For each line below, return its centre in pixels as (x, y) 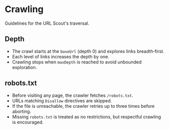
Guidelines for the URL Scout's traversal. (47, 23)
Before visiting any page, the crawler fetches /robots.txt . (73, 95)
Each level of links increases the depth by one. (60, 56)
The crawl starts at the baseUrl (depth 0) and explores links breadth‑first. (88, 51)
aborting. (22, 111)
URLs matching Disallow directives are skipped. (62, 101)
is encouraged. (28, 122)
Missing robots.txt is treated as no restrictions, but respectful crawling (87, 116)
